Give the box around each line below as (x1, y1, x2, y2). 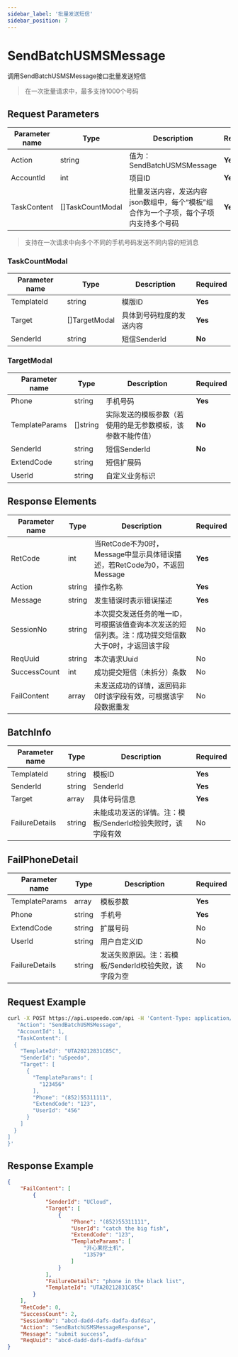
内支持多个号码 (129, 219, 179, 229)
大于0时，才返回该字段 (93, 640, 170, 650)
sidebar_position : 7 (7, 17, 69, 24)
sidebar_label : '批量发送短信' (7, 10, 93, 18)
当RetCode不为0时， (93, 539, 164, 549)
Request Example (7, 996, 86, 1008)
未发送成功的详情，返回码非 (93, 681, 186, 691)
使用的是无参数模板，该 (106, 420, 184, 430)
